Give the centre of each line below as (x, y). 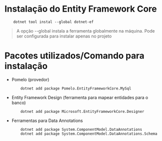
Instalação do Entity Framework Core (81, 9)
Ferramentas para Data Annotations (47, 121)
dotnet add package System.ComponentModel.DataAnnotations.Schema (89, 134)
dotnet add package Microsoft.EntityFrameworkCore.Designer (82, 111)
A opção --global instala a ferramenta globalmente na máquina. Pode (86, 31)
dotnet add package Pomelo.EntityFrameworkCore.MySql (76, 88)
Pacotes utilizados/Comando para (74, 56)
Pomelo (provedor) (30, 79)
